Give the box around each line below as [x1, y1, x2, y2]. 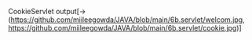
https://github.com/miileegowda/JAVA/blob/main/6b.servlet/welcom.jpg [10, 15, 243, 24]
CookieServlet [8, 7, 54, 16]
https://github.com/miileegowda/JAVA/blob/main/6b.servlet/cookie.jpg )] [8, 24, 242, 32]
